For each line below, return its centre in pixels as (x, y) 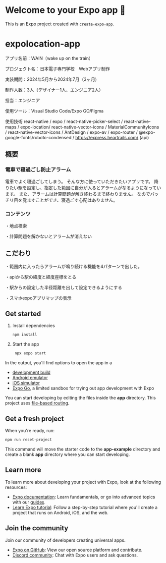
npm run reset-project (28, 440)
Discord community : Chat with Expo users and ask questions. (75, 555)
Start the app (26, 344)
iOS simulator (26, 383)
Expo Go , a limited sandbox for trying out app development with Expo (83, 388)
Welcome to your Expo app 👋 (65, 10)
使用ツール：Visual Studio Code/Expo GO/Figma (55, 111)
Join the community (37, 528)
